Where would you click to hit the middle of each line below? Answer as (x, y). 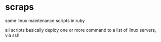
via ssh (12, 35)
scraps (20, 7)
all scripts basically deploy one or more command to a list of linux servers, (81, 30)
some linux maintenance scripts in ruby (45, 21)
